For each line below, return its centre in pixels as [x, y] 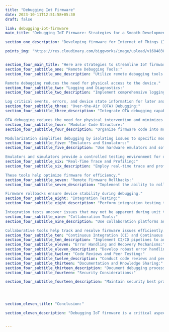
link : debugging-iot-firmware [37, 28]
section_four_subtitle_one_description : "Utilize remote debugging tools [84, 74]
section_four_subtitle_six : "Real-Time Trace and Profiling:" [72, 161]
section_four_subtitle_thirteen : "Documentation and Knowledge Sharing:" [84, 263]
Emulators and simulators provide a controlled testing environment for [83, 157]
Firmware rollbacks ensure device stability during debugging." [74, 194]
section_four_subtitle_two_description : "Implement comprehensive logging [85, 93]
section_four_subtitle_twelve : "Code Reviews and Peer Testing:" [75, 254]
